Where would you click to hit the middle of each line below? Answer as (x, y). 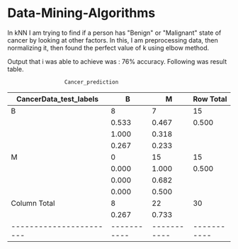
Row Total (210, 99)
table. (16, 69)
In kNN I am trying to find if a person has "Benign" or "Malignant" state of (114, 33)
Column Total (33, 203)
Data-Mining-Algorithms (81, 13)
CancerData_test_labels (58, 99)
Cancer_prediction (91, 82)
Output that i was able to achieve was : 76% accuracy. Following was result (117, 61)
